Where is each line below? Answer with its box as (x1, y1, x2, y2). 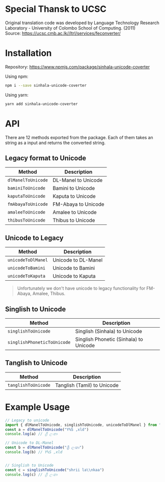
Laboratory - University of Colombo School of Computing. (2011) (5, 25, 136, 31)
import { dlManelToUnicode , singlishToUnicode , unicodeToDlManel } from (5, 422, 157, 427)
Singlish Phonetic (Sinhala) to (75, 336, 143, 342)
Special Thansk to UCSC (5, 3, 107, 15)
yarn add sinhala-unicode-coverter (5, 101, 78, 107)
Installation (5, 48, 52, 59)
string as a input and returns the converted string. (5, 140, 106, 146)
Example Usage (5, 402, 70, 412)
